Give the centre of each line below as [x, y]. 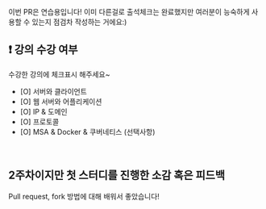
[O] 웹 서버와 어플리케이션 [61, 101]
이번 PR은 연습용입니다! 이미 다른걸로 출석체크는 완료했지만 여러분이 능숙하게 [129, 12]
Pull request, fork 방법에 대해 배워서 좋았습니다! [84, 196]
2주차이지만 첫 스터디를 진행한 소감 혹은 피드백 [117, 176]
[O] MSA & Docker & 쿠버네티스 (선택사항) [87, 132]
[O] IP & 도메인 [44, 111]
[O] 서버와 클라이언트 [53, 91]
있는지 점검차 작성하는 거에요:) [79, 22]
